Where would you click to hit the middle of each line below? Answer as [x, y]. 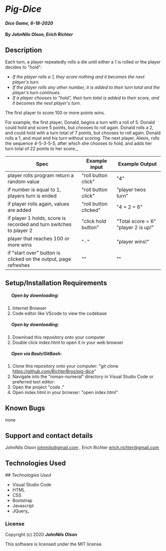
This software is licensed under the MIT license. [54, 544]
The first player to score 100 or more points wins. [55, 113]
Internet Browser [29, 308]
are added [20, 210]
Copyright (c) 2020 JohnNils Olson [41, 535]
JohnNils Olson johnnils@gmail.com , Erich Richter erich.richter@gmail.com [82, 447]
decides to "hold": [23, 67]
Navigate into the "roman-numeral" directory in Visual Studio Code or [83, 377]
